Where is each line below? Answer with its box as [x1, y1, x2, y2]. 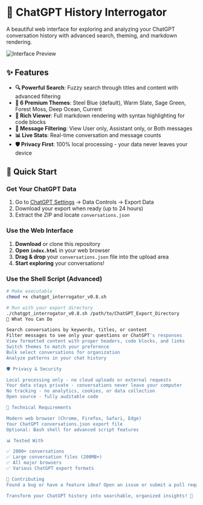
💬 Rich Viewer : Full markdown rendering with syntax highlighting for [14, 112, 185, 119]
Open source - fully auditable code [6, 394, 98, 400]
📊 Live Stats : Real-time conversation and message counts [14, 131, 161, 138]
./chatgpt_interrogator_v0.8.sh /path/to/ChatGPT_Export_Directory [6, 310, 180, 317]
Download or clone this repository [14, 240, 101, 247]
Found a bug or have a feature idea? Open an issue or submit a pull [6, 481, 185, 488]
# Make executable [6, 288, 53, 295]
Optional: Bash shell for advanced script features [6, 426, 139, 433]
